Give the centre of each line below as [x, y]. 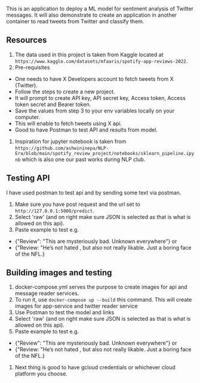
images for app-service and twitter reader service [76, 306]
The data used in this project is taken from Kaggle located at [89, 54]
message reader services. [47, 293]
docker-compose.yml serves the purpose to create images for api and [101, 287]
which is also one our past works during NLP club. [84, 159]
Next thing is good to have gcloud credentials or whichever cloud [95, 367]
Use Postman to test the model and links [64, 312]
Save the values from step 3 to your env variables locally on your [95, 111]
